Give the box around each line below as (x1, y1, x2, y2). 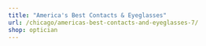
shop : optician (8, 26, 58, 34)
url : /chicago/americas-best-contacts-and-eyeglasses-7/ (8, 19, 199, 27)
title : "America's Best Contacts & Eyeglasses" (8, 11, 167, 19)
